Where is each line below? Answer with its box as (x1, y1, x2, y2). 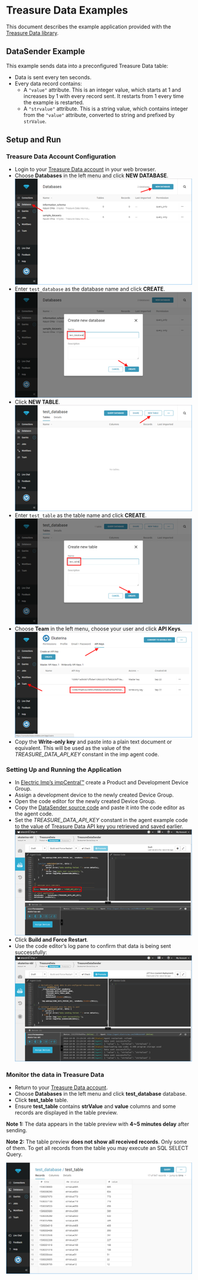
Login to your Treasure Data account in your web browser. (14, 166, 156, 173)
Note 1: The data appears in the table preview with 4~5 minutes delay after (6, 1120, 190, 1128)
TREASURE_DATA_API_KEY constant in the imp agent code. (14, 751, 159, 758)
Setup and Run (6, 135, 61, 145)
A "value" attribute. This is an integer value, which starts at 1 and (23, 86, 181, 93)
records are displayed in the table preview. (14, 1109, 118, 1116)
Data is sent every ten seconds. (14, 73, 92, 80)
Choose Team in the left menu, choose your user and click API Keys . (14, 625, 183, 632)
